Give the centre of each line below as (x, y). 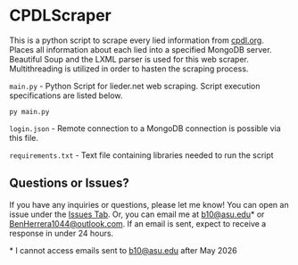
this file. (24, 137)
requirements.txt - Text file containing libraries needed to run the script (141, 155)
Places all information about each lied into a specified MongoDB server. (141, 49)
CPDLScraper (60, 16)
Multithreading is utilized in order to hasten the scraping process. (129, 69)
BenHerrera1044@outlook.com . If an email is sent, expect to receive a (138, 223)
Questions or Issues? (69, 183)
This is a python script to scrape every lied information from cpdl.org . (137, 40)
